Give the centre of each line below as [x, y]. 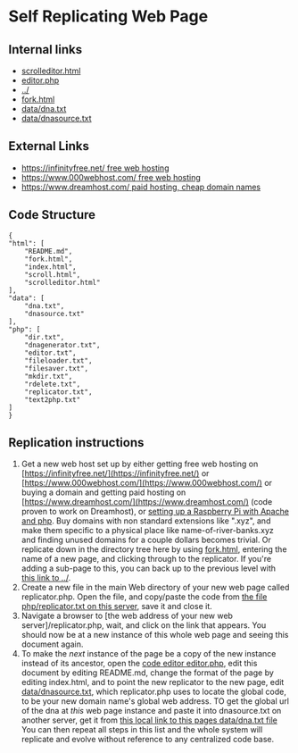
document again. [52, 644]
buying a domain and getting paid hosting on [103, 492]
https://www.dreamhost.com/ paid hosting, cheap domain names [141, 187]
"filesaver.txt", [57, 368]
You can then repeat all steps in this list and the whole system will [142, 730]
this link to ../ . [46, 578]
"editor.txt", [50, 353]
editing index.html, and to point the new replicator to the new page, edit [153, 682]
